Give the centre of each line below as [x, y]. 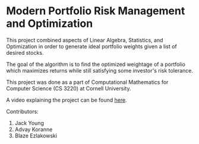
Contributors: [22, 111]
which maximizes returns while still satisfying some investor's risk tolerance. [100, 70]
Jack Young [29, 123]
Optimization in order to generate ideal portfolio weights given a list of [91, 46]
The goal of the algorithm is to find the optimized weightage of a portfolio [96, 64]
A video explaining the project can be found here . [67, 100]
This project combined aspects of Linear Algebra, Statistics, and [85, 40]
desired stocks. [25, 52]
